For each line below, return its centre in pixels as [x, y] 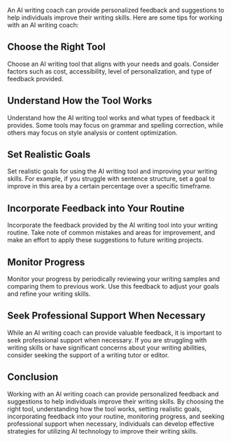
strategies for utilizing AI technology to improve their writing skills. [103, 431]
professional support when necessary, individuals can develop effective [111, 424]
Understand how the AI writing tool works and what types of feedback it [111, 118]
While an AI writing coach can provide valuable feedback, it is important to [114, 333]
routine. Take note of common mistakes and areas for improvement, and [111, 233]
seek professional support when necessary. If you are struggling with [107, 340]
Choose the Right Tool [57, 47]
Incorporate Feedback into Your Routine [96, 208]
